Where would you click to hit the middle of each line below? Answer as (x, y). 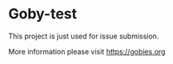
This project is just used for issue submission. (84, 36)
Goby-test (43, 14)
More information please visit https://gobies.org (87, 51)
